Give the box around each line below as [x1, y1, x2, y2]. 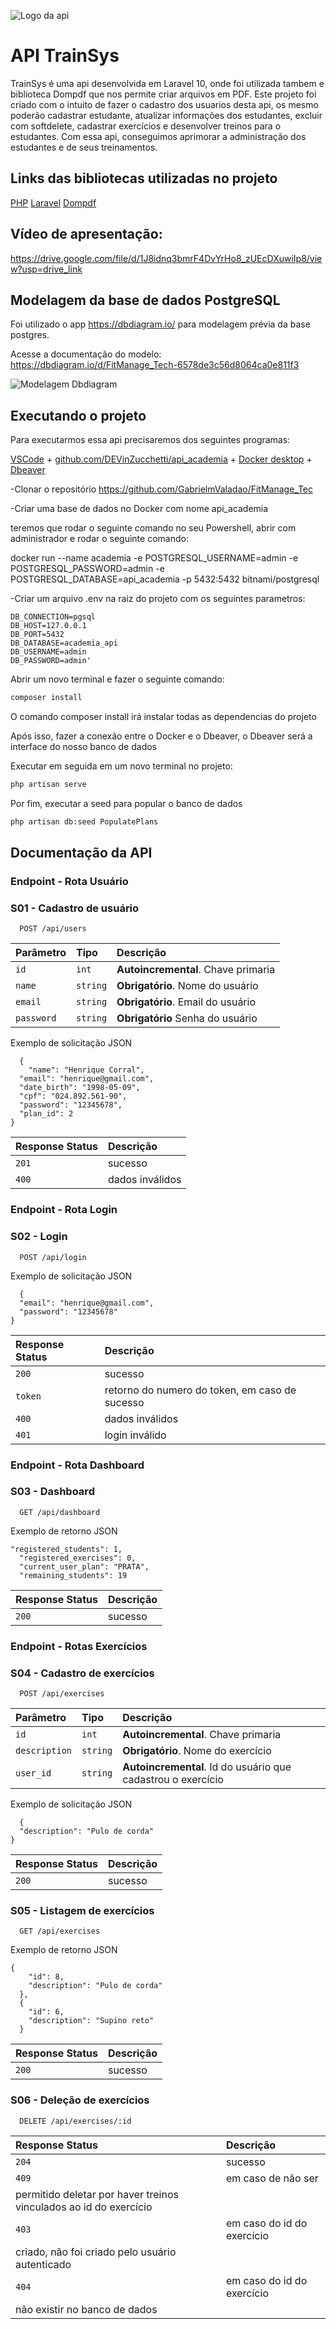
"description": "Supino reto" [28, 2016, 155, 2026]
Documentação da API [10, 845, 153, 862]
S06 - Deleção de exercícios [10, 2093, 150, 2107]
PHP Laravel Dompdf [10, 196, 97, 209]
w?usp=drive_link [10, 263, 83, 275]
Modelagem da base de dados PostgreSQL [10, 291, 281, 309]
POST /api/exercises [19, 1689, 105, 1699]
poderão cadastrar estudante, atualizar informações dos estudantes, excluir [10, 109, 323, 121]
